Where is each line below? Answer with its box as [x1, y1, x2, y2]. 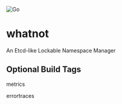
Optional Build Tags [6, 64, 82, 75]
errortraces [6, 92, 34, 99]
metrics [6, 80, 25, 88]
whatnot [6, 27, 50, 41]
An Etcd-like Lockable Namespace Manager [6, 47, 116, 54]
